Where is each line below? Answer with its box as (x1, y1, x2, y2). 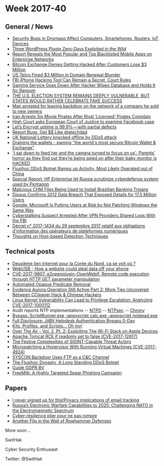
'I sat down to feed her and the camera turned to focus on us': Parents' (12, 150, 156, 156)
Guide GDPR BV (12, 365, 45, 370)
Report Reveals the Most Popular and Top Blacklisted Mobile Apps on (12, 51, 152, 57)
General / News (5, 23, 53, 31)
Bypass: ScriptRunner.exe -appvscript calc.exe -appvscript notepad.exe (12, 312, 158, 319)
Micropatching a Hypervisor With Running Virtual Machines (12, 343, 132, 349)
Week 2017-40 (5, 3, 67, 14)
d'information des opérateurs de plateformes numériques (12, 228, 128, 234)
